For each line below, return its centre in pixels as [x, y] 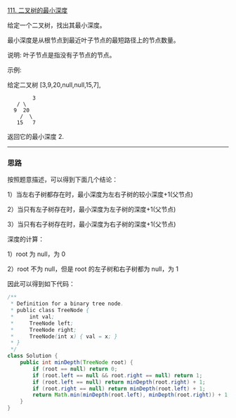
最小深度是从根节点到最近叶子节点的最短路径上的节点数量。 [93, 40]
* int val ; [32, 317]
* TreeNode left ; [42, 323]
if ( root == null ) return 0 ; [75, 369]
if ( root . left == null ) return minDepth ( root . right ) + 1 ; [119, 382]
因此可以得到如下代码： [41, 284]
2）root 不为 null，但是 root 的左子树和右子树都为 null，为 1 [93, 269]
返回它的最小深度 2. [36, 136]
